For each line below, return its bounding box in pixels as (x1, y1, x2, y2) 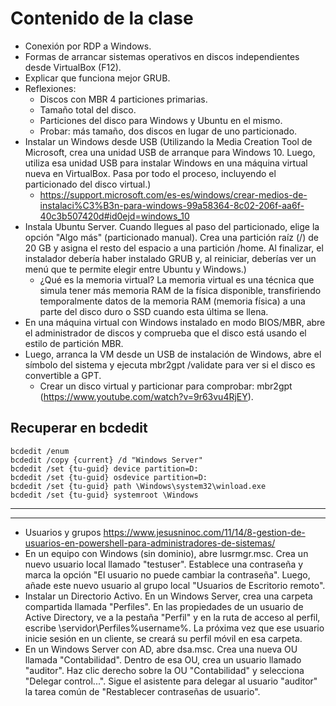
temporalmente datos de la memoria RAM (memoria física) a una (39, 295, 306, 307)
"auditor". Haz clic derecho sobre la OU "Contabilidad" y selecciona (24, 664, 305, 676)
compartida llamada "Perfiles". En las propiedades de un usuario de (24, 600, 304, 612)
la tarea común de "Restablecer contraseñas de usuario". (24, 685, 261, 697)
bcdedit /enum (10, 446, 70, 456)
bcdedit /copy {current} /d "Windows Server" (10, 455, 203, 465)
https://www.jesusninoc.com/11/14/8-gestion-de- (103, 526, 306, 538)
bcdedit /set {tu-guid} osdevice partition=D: (10, 472, 208, 482)
